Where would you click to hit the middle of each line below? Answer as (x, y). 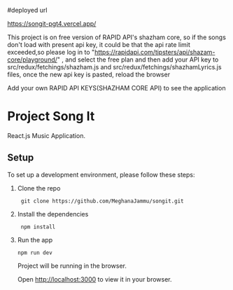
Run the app (35, 240)
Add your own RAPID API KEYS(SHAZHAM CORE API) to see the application (116, 88)
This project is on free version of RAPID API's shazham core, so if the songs (116, 37)
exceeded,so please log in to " (51, 52)
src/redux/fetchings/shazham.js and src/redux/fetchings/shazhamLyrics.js (114, 67)
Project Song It (51, 117)
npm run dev (35, 253)
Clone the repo (39, 188)
